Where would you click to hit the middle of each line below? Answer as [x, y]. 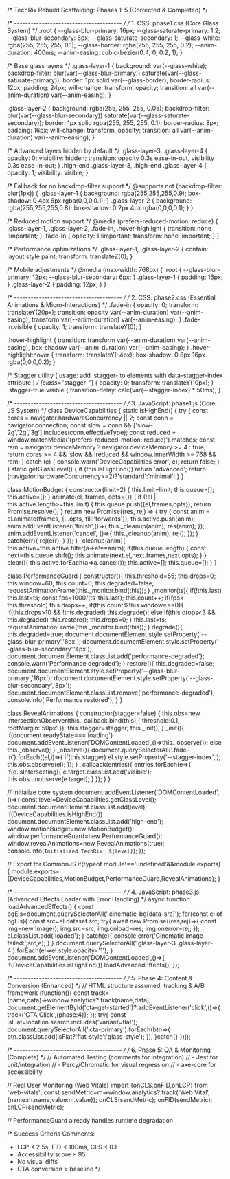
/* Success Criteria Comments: [51, 1134]
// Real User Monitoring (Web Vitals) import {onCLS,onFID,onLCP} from [107, 1085]
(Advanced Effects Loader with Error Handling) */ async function [99, 899]
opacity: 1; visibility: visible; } [48, 172]
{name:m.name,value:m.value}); [52, 1100]
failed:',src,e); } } [31, 943]
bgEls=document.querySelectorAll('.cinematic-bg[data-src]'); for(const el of [115, 914]
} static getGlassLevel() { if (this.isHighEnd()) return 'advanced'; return [107, 469]
